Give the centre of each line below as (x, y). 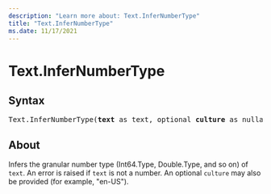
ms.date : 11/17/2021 (43, 31)
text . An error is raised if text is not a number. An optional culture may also (135, 173)
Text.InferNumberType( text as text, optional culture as (123, 120)
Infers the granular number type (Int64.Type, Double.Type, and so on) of (128, 164)
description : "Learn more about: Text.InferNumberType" (104, 16)
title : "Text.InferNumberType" (61, 23)
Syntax (27, 101)
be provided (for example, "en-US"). (69, 182)
